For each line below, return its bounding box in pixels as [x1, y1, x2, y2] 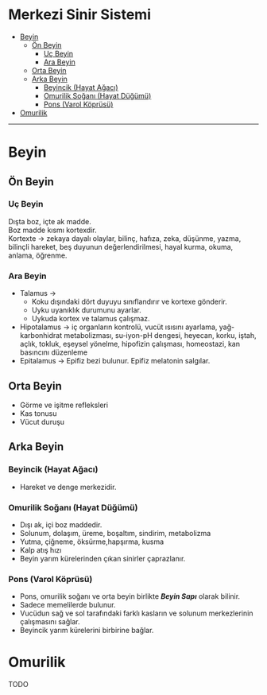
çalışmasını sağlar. [19, 617, 80, 627]
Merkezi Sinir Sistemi [8, 6, 151, 24]
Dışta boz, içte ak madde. [8, 216, 91, 226]
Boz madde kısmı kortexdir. [8, 225, 97, 235]
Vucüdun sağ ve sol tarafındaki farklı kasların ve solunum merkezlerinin [19, 608, 253, 618]
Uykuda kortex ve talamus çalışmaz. [31, 314, 150, 324]
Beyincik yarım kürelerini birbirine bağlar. [19, 626, 154, 635]
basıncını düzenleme [19, 347, 88, 357]
